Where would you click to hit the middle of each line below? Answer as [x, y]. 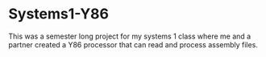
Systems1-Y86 [59, 14]
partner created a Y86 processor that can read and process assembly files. [133, 44]
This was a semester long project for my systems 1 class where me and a [130, 36]
